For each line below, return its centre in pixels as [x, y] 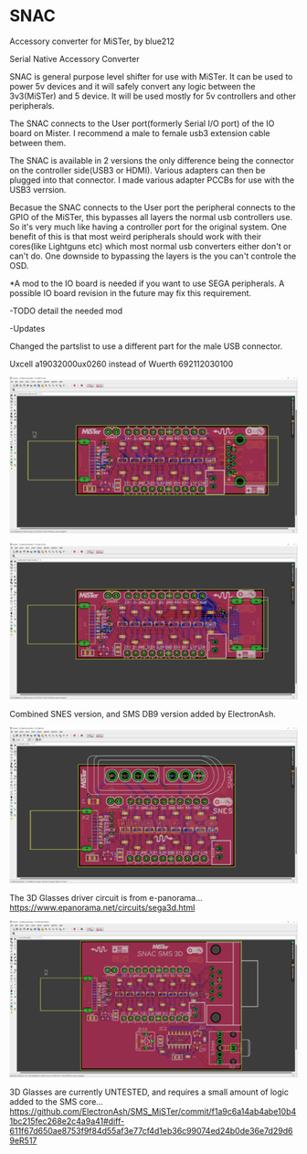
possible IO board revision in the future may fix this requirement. [131, 292]
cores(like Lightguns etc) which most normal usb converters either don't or [150, 246]
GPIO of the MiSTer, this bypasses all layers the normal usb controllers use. [151, 217]
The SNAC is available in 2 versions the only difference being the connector [152, 160]
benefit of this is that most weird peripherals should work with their [136, 236]
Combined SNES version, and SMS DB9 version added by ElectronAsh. [143, 715]
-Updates [27, 328]
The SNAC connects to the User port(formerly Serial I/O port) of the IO [142, 123]
